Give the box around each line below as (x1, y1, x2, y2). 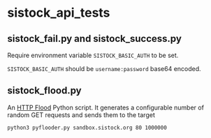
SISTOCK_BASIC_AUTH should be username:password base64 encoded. (7, 65, 201, 72)
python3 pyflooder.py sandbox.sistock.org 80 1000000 (7, 124, 168, 131)
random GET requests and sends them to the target (7, 110, 155, 119)
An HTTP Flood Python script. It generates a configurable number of (7, 103, 205, 112)
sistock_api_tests (7, 5, 110, 21)
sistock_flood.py (7, 85, 82, 97)
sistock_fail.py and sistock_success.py (7, 33, 182, 45)
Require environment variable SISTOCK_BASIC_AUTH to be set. (7, 51, 179, 59)
